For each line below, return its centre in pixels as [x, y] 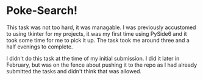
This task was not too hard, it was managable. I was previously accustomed [101, 27]
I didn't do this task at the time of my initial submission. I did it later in [93, 58]
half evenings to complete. [40, 47]
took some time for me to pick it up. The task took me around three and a [98, 40]
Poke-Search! [42, 11]
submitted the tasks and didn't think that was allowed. [74, 71]
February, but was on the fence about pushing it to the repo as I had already [102, 65]
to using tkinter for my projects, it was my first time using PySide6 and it [97, 33]
